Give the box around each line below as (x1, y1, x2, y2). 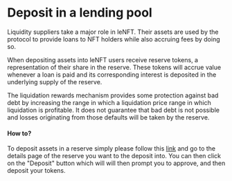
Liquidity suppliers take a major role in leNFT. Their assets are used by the (7, 28, 219, 36)
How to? (7, 129, 32, 137)
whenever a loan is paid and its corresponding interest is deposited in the (7, 70, 217, 79)
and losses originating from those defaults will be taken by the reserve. (7, 113, 210, 122)
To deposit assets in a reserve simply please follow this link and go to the (7, 144, 216, 153)
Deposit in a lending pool (7, 5, 152, 21)
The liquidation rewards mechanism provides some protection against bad (7, 91, 219, 99)
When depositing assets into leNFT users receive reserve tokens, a (7, 55, 199, 64)
